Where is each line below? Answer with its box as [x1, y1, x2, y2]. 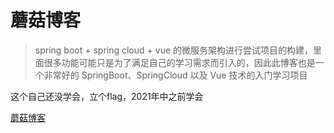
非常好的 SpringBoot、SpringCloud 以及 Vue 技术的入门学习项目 [43, 69, 308, 81]
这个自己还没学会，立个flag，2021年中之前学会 [10, 90, 204, 102]
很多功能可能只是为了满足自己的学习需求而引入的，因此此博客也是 [43, 56, 316, 68]
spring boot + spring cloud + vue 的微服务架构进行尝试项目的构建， [34, 44, 314, 56]
